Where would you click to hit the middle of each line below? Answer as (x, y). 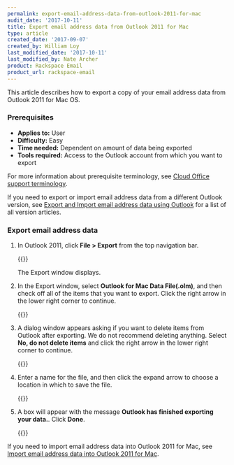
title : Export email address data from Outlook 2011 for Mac (98, 27)
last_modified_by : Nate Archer (53, 59)
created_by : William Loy (43, 46)
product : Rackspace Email (45, 66)
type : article (28, 33)
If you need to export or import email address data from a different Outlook (115, 197)
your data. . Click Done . (51, 420)
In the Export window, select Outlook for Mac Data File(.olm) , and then (119, 286)
